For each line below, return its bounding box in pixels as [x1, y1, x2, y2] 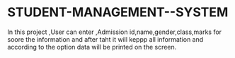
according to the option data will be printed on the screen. [7, 42, 177, 51]
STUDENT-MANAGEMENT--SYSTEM [7, 4, 229, 21]
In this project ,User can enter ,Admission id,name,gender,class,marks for [7, 28, 222, 36]
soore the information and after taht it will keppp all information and [7, 35, 204, 43]
